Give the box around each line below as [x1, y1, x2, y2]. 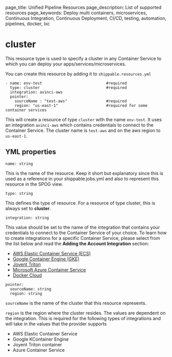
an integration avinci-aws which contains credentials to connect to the [5, 122, 154, 128]
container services [5, 107, 47, 113]
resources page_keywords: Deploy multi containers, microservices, [5, 10, 147, 16]
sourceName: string [10, 286, 52, 292]
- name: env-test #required [5, 80, 127, 86]
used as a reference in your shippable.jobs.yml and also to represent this [5, 175, 159, 182]
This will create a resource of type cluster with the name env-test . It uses [5, 116, 162, 122]
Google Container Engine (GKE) [12, 256, 80, 262]
